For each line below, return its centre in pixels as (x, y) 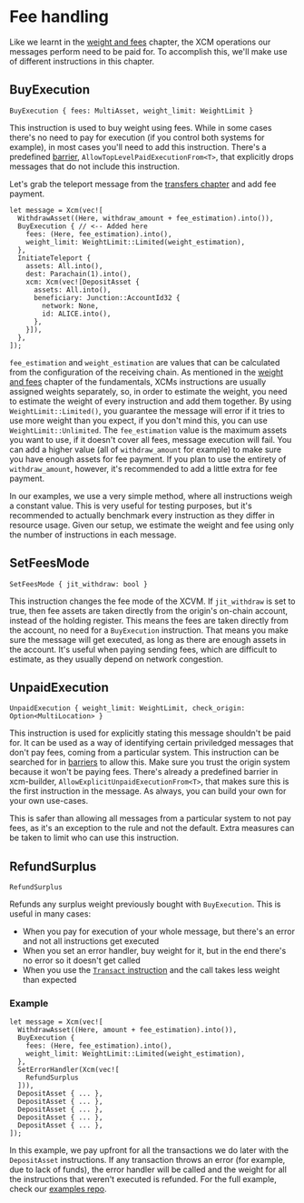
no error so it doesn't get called (81, 960)
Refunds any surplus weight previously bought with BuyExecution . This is (145, 904)
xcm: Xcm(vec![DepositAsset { (83, 282)
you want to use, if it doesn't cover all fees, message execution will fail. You (151, 439)
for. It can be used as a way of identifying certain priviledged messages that (152, 743)
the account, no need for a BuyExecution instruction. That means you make (149, 630)
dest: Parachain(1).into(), (78, 274)
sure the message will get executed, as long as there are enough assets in (148, 639)
